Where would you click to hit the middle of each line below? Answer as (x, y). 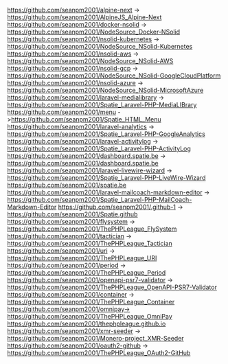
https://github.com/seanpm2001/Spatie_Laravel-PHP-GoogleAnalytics (106, 134)
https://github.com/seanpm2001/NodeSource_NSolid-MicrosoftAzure (105, 90)
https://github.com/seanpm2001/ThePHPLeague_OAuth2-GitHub (99, 353)
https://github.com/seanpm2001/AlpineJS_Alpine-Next (84, 17)
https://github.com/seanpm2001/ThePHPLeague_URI (82, 258)
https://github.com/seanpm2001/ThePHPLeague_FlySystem (92, 229)
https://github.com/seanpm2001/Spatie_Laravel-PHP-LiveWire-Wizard (106, 178)
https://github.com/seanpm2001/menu (62, 112)
